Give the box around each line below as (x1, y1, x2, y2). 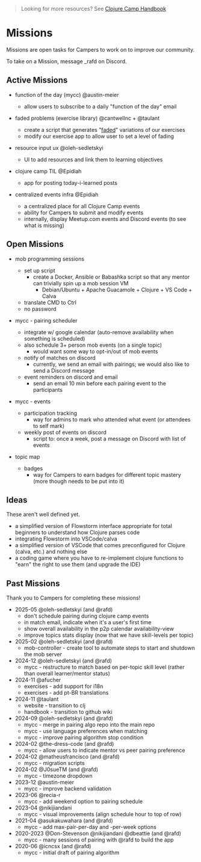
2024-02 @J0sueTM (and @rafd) (14, 766, 98, 773)
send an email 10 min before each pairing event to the (32, 379, 167, 387)
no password (23, 305, 57, 312)
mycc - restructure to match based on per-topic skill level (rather (23, 663, 185, 671)
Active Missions (6, 75, 68, 85)
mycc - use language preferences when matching (23, 728, 148, 735)
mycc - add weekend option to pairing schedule (23, 798, 143, 805)
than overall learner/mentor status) (23, 670, 110, 677)
